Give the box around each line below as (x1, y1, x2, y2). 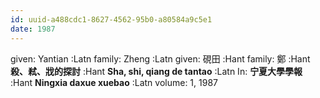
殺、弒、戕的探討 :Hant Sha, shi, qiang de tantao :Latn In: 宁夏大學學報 (10, 65, 303, 77)
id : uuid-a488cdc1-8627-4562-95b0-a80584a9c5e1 (10, 14, 213, 25)
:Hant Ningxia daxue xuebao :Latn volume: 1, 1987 (10, 76, 218, 88)
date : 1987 (10, 24, 56, 34)
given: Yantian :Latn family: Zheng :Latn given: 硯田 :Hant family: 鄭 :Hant (10, 52, 311, 65)
